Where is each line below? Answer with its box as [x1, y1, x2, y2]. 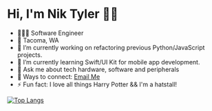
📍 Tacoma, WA [17, 36, 59, 44]
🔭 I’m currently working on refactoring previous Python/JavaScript [17, 43, 205, 51]
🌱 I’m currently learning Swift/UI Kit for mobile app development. [17, 58, 200, 66]
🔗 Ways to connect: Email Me [17, 72, 100, 81]
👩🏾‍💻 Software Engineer [17, 29, 84, 37]
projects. [17, 51, 43, 59]
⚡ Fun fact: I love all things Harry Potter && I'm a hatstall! [17, 80, 178, 88]
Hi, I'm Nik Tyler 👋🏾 [7, 6, 118, 22]
